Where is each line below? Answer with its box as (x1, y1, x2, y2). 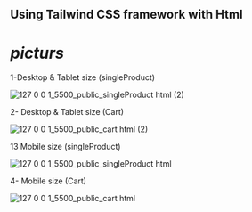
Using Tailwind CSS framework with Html (10, 7, 243, 22)
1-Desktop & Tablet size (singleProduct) (10, 72, 155, 83)
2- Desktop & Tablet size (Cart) (10, 107, 124, 118)
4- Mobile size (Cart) (10, 175, 87, 186)
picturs (10, 43, 65, 63)
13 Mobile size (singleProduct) (10, 142, 121, 152)
